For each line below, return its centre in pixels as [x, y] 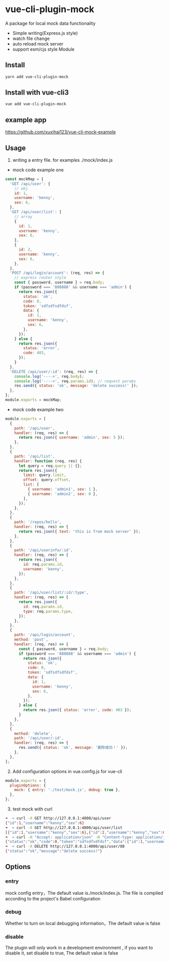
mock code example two [38, 409]
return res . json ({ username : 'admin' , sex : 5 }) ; [71, 438]
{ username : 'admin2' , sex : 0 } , [63, 494]
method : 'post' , [31, 640]
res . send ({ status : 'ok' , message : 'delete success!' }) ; [76, 386]
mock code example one [38, 170]
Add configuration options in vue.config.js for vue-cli [67, 771]
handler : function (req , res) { [48, 461]
